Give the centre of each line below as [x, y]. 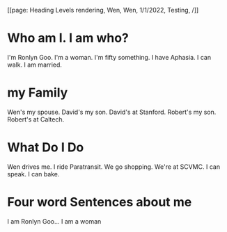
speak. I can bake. [33, 174]
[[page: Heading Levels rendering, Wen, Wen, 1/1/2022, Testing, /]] [103, 10]
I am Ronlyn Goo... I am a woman [54, 221]
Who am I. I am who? [68, 38]
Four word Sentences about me [100, 202]
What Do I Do [46, 148]
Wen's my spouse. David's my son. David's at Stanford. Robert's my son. [112, 112]
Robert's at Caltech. [36, 119]
